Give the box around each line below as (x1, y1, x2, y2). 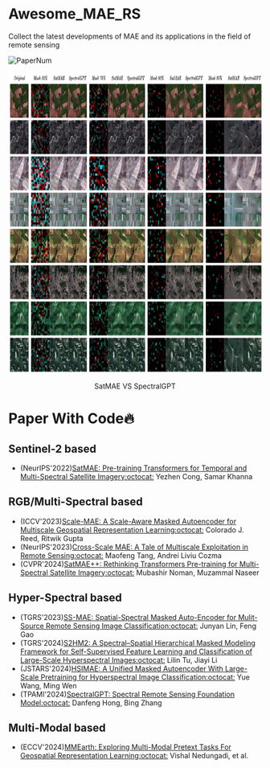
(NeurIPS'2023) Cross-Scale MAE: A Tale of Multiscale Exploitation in (19, 542, 249, 552)
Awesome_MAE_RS (8, 5, 141, 23)
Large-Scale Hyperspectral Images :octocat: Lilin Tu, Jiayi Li (19, 655, 218, 664)
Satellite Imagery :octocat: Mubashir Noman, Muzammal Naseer (49, 568, 260, 577)
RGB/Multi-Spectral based (8, 495, 143, 509)
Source (19, 621, 44, 630)
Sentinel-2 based (8, 441, 96, 455)
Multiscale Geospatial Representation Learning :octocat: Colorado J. (19, 524, 244, 535)
